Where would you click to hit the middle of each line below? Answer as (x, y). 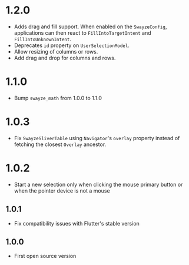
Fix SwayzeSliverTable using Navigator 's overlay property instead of (97, 138)
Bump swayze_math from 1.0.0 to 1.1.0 (58, 98)
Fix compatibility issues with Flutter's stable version (77, 223)
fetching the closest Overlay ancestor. (60, 144)
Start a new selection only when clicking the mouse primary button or (98, 184)
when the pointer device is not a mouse (62, 191)
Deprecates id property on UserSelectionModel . (72, 45)
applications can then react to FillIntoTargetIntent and (82, 32)
